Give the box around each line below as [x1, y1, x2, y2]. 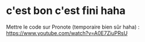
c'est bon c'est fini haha [6, 4, 126, 17]
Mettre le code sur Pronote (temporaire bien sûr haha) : [6, 23, 140, 30]
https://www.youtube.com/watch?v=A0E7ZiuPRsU [6, 29, 128, 36]
